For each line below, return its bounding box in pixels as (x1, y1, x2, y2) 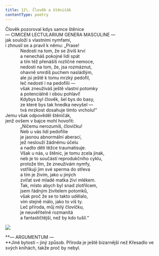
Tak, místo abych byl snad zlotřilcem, (20, 182, 98, 188)
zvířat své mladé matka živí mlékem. (20, 177, 96, 183)
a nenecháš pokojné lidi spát (20, 53, 80, 59)
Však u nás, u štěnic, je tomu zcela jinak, (20, 150, 105, 156)
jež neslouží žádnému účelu (20, 139, 78, 145)
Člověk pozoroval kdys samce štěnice (5, 26, 85, 32)
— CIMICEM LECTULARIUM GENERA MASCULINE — (5, 31, 115, 38)
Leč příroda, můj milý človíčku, (20, 204, 85, 210)
